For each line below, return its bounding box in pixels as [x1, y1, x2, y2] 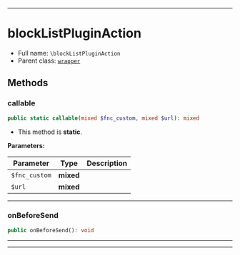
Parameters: [7, 141, 45, 150]
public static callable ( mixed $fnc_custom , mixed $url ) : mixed [7, 115, 200, 122]
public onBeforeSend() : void [7, 227, 94, 234]
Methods [7, 77, 49, 89]
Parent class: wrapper [17, 56, 81, 65]
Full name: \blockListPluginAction [17, 48, 121, 57]
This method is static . [17, 127, 83, 136]
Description [86, 158, 127, 168]
